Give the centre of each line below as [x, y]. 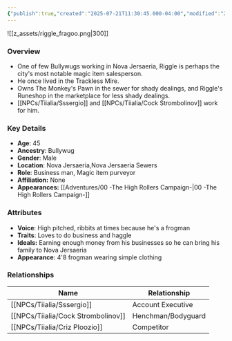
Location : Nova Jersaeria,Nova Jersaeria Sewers [87, 165]
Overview [24, 51]
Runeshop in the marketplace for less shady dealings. [94, 95]
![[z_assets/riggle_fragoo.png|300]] [58, 33]
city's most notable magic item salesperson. [80, 73]
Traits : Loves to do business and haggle [74, 235]
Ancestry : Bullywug [46, 151]
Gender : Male [37, 158]
